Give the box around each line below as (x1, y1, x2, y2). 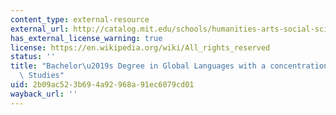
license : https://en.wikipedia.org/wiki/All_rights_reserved (10, 42, 271, 53)
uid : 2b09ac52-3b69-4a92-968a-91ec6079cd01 (10, 80, 195, 90)
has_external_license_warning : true (10, 33, 163, 43)
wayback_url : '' (10, 89, 78, 99)
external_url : (10, 24, 70, 34)
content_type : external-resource (10, 14, 150, 25)
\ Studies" (19, 71, 65, 81)
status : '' (10, 52, 56, 62)
